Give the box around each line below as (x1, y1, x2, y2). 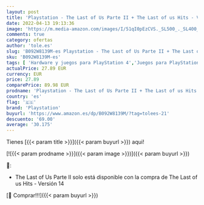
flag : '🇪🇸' (6, 99, 36, 105)
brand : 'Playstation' (6, 104, 61, 111)
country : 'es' (6, 93, 42, 99)
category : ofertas (6, 37, 53, 43)
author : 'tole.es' (6, 43, 53, 49)
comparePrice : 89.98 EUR (6, 82, 69, 89)
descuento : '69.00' (6, 116, 56, 122)
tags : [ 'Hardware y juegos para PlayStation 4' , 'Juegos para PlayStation (6, 59, 200, 66)
